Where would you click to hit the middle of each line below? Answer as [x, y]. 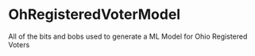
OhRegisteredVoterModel [95, 15]
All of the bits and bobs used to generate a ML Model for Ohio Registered [128, 36]
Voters [19, 44]
